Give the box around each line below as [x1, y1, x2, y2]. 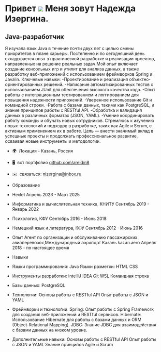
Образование [12, 183, 40, 188]
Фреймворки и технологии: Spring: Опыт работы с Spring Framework [12, 306, 154, 312]
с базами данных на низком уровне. [12, 327, 88, 333]
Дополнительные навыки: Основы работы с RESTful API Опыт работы [12, 336, 156, 342]
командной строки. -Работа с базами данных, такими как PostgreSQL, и [5, 102, 155, 108]
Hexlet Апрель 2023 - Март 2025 [12, 192, 80, 197]
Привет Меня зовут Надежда [5, 3, 136, 14]
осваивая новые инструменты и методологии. [5, 138, 101, 144]
